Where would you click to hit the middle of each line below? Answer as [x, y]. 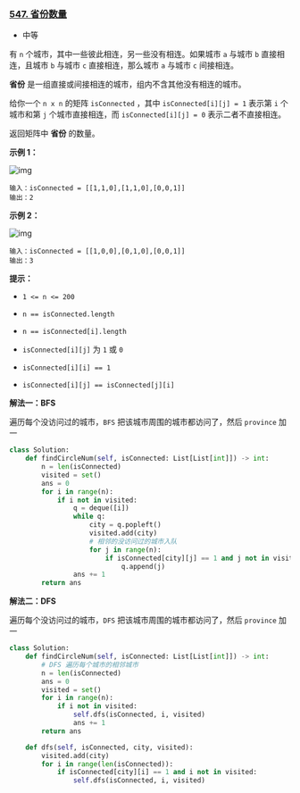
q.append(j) [143, 566]
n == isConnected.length [68, 314]
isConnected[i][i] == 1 [67, 368]
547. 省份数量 [38, 13]
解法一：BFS [33, 403]
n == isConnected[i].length [74, 332]
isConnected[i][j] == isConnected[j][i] [98, 386]
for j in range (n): [125, 550]
